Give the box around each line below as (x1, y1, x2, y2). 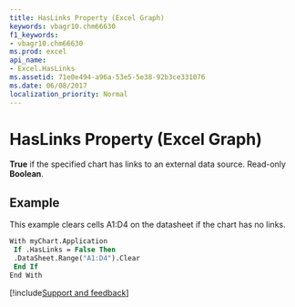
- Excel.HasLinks (9, 65, 76, 74)
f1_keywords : (9, 30, 59, 39)
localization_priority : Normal (9, 89, 128, 98)
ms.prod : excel (9, 47, 67, 56)
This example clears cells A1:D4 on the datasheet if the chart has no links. (9, 220, 286, 230)
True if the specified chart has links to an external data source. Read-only (9, 159, 287, 169)
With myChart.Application (9, 237, 107, 246)
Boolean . (9, 169, 44, 179)
